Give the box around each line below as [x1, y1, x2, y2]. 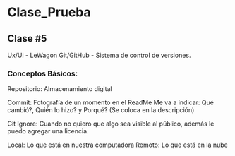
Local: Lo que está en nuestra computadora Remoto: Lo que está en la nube [7, 140, 228, 149]
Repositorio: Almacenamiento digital [7, 85, 112, 93]
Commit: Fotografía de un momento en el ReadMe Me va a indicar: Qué [7, 98, 214, 107]
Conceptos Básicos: [7, 68, 78, 78]
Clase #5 [7, 32, 47, 44]
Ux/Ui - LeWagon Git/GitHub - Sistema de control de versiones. [7, 51, 192, 59]
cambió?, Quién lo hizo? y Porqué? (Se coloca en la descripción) [7, 106, 195, 114]
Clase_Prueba [7, 4, 92, 20]
